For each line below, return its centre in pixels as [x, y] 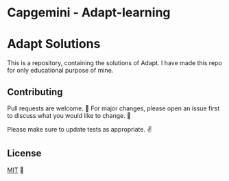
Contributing [35, 92]
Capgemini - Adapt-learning [89, 13]
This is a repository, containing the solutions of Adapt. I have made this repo [115, 63]
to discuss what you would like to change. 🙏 [69, 115]
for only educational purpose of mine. [60, 71]
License [24, 153]
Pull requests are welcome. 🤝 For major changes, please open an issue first [113, 108]
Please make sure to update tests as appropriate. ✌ [80, 129]
